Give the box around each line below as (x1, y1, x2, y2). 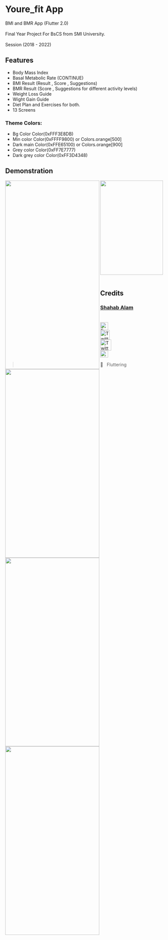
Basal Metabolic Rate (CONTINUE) (12, 74, 84, 81)
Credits (100, 289, 124, 298)
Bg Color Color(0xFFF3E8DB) (12, 131, 74, 137)
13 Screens (12, 107, 36, 113)
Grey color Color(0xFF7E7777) (12, 147, 76, 153)
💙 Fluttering (100, 361, 127, 368)
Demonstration (5, 167, 54, 176)
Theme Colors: (5, 119, 43, 126)
